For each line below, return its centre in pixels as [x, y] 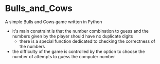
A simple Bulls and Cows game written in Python [53, 22]
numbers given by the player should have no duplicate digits [72, 36]
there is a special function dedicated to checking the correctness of [87, 41]
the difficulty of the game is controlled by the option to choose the [78, 51]
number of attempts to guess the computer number [63, 56]
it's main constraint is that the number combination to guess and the [80, 31]
